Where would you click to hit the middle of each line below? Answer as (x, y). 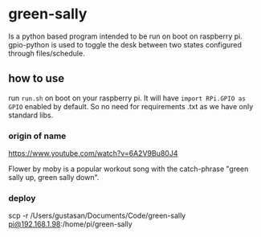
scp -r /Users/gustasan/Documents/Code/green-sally (97, 216)
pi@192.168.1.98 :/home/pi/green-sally (70, 224)
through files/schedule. (47, 53)
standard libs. (31, 115)
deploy (22, 198)
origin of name (37, 136)
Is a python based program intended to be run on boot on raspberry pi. (125, 36)
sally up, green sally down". (54, 178)
